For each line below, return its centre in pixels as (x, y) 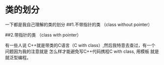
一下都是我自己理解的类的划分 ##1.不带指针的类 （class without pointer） (79, 24)
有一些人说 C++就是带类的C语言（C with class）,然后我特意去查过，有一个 (80, 45)
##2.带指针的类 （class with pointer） (43, 35)
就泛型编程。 (18, 57)
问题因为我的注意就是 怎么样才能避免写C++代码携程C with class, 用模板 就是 (82, 51)
